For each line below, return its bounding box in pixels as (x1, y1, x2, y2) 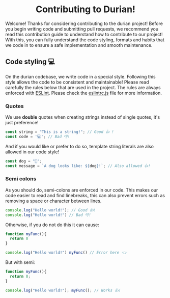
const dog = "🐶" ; (5, 158, 42, 164)
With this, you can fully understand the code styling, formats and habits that (5, 37, 164, 43)
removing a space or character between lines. (5, 198, 102, 204)
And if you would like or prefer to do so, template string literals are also (5, 143, 154, 149)
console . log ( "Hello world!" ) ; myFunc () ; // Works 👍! (5, 288, 121, 293)
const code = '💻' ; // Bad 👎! (5, 134, 70, 139)
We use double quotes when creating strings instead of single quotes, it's (5, 114, 160, 120)
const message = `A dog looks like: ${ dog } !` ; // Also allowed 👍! (5, 163, 151, 169)
